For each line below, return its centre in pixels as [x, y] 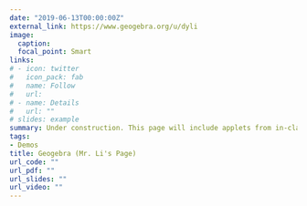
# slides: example [44, 119]
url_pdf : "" [32, 170]
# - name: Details [44, 103]
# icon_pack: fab [47, 77]
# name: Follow [42, 86]
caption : [34, 43]
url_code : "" [34, 162]
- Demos [24, 145]
